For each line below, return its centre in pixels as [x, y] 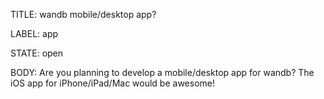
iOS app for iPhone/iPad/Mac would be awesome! [112, 83]
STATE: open [37, 53]
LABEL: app [34, 33]
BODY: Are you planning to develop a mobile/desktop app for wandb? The [162, 72]
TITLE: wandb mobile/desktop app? [83, 14]
